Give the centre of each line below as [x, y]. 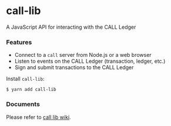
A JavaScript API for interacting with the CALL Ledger [71, 27]
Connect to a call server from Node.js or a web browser [83, 55]
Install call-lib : [25, 79]
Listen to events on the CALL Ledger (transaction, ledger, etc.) [90, 61]
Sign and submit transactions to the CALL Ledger [74, 67]
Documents [23, 104]
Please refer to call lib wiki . [39, 117]
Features [19, 42]
